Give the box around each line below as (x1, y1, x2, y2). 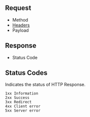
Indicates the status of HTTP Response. (5, 82, 86, 88)
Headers (12, 22, 30, 28)
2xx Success (5, 95, 30, 100)
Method (12, 17, 29, 23)
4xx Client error (5, 104, 41, 109)
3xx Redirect (5, 100, 32, 105)
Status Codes (5, 69, 48, 77)
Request (5, 4, 31, 12)
